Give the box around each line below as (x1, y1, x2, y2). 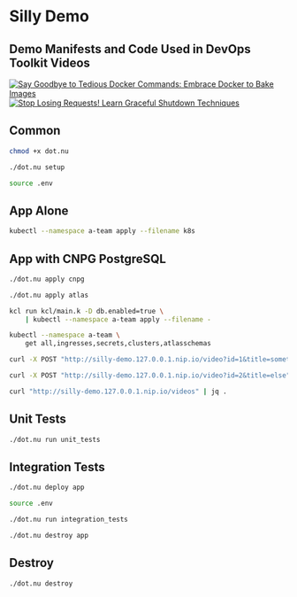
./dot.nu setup (9, 162, 65, 172)
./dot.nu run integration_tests (9, 516, 128, 524)
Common (9, 123, 61, 138)
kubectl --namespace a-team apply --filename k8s (9, 227, 196, 236)
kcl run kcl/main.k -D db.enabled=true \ (9, 306, 164, 315)
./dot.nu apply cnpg (9, 275, 86, 283)
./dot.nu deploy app (9, 483, 86, 492)
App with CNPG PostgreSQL (9, 251, 166, 267)
